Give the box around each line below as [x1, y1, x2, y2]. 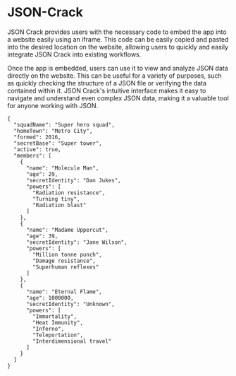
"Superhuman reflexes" [32, 263, 99, 271]
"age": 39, [25, 233, 58, 240]
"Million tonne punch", [32, 251, 102, 258]
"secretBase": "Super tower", [13, 139, 102, 147]
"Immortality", [32, 312, 77, 320]
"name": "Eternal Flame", [25, 288, 102, 295]
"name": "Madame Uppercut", [25, 226, 109, 233]
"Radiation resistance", [32, 189, 106, 196]
